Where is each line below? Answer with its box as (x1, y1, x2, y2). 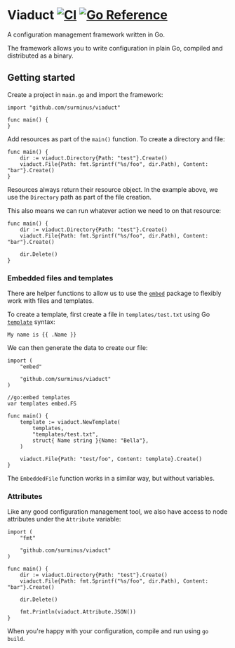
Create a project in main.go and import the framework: (7, 90, 163, 98)
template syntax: (7, 318, 55, 326)
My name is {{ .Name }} (7, 331, 77, 339)
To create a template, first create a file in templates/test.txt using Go (7, 310, 210, 319)
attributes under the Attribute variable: (7, 515, 121, 524)
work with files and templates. (7, 297, 95, 305)
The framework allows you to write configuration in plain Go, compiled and (7, 44, 223, 52)
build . (7, 635, 25, 643)
